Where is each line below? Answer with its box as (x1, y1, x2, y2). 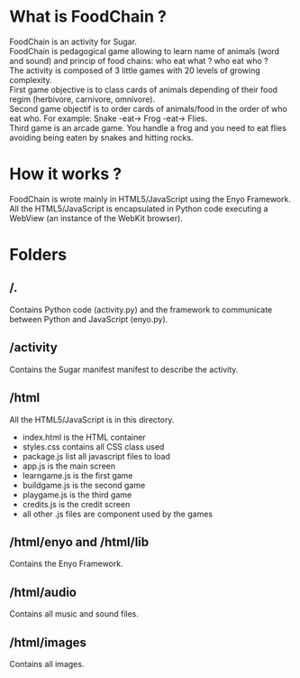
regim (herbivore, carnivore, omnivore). (9, 93, 156, 105)
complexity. (9, 74, 52, 85)
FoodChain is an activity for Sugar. (9, 36, 138, 47)
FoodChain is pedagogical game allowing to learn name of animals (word (9, 45, 280, 56)
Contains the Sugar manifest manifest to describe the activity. (9, 364, 239, 375)
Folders (9, 245, 68, 265)
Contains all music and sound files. (9, 608, 140, 619)
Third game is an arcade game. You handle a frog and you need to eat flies (9, 122, 286, 133)
